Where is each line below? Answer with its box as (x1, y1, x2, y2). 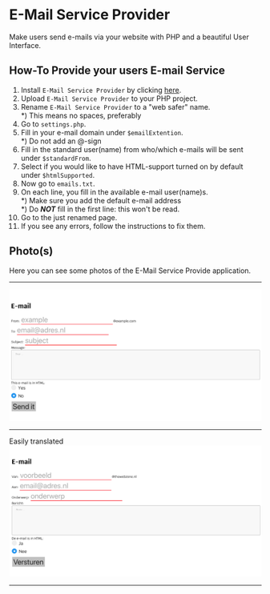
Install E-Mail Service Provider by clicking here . (20, 85, 182, 94)
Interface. (9, 40, 42, 50)
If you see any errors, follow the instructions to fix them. (20, 221, 206, 231)
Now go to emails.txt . (20, 179, 95, 188)
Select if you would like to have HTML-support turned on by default (20, 162, 244, 171)
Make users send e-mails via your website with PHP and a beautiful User (9, 32, 249, 42)
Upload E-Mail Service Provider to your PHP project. (20, 94, 199, 103)
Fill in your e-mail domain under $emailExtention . (20, 127, 183, 137)
